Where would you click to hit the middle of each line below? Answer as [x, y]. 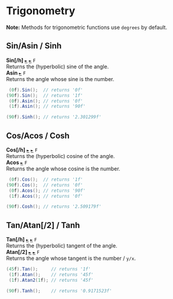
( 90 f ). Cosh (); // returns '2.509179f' [54, 207]
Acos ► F [17, 162]
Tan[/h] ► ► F [22, 239]
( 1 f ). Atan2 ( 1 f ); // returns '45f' [51, 280]
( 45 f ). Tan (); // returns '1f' [49, 269]
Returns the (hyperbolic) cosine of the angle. [61, 156]
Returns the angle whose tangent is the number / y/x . [71, 258]
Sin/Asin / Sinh [34, 46]
